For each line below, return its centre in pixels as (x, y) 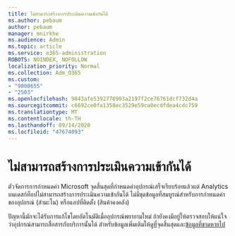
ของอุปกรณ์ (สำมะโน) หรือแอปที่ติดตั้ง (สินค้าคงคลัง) (69, 202)
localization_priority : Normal (54, 66)
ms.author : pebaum (35, 20)
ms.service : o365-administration (57, 54)
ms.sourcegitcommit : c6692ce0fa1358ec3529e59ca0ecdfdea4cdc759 (103, 106)
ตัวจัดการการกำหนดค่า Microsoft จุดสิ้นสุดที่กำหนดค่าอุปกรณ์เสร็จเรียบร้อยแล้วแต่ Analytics (118, 187)
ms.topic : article (35, 46)
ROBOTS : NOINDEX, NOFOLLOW (48, 60)
